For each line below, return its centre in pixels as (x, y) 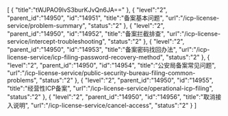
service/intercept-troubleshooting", (57, 41)
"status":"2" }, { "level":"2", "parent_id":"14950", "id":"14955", (126, 80)
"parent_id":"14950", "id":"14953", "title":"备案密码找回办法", (92, 49)
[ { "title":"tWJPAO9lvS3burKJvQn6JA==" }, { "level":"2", (87, 10)
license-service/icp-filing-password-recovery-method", (86, 57)
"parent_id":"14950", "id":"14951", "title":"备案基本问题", (86, 18)
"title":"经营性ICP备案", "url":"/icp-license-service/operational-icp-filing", (110, 88)
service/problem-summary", (47, 26)
